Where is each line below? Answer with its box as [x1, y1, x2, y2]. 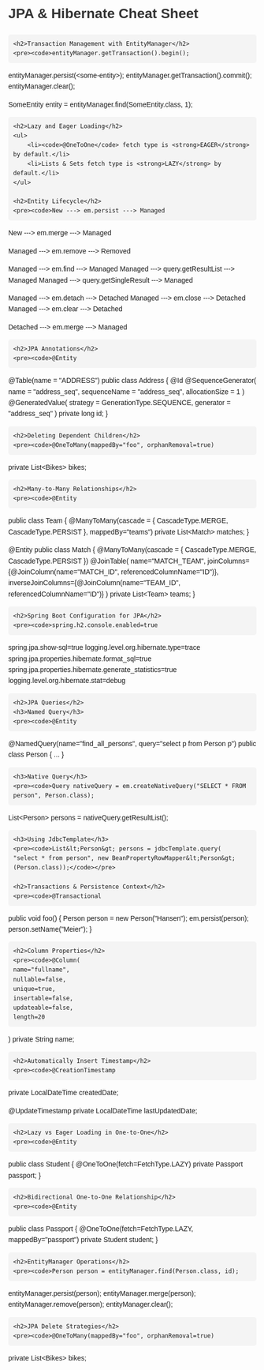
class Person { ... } [8, 750, 65, 760]
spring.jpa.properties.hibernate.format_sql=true [8, 654, 152, 663]
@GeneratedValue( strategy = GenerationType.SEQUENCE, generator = [8, 398, 231, 407]
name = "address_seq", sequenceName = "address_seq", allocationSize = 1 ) [8, 387, 245, 396]
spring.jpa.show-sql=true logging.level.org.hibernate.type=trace [8, 643, 201, 652]
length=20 [13, 1013, 46, 1021]
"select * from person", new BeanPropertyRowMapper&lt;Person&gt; [13, 854, 236, 862]
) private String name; [8, 1034, 75, 1044]
